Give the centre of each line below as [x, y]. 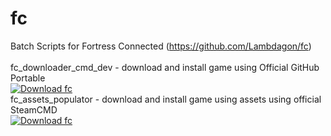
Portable [28, 78]
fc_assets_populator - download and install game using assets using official [166, 99]
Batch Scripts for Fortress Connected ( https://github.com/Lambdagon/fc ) [161, 46]
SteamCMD [34, 109]
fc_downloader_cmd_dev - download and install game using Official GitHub [165, 67]
